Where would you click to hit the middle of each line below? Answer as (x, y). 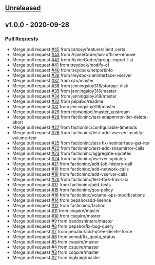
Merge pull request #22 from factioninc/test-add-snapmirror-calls (78, 148)
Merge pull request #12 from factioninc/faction (59, 206)
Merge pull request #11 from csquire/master (56, 211)
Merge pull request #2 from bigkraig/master (56, 258)
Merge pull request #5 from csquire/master (55, 242)
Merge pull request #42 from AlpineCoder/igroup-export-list (73, 60)
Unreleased (23, 8)
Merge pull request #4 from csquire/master (55, 247)
